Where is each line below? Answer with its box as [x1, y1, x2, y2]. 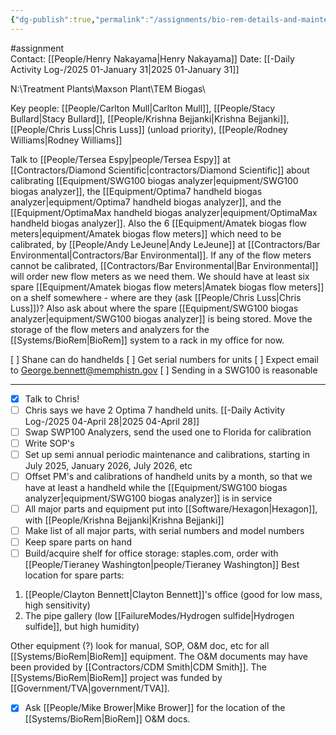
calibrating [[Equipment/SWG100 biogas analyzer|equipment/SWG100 [10, 174, 299, 186]
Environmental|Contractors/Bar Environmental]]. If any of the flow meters [10, 249, 312, 261]
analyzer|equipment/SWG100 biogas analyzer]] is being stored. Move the [10, 312, 313, 325]
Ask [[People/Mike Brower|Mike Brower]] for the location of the [24, 702, 286, 714]
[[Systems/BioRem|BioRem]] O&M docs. [24, 713, 191, 725]
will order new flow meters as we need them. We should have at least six [10, 270, 310, 282]
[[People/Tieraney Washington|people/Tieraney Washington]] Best [24, 559, 300, 571]
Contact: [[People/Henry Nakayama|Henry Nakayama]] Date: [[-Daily [10, 52, 295, 65]
